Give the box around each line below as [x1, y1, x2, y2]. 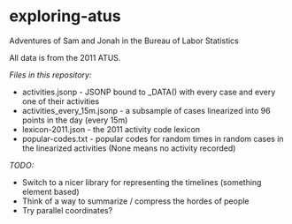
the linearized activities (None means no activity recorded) [21, 143, 236, 153]
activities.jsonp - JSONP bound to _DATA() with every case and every [21, 86, 276, 97]
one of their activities [21, 95, 100, 107]
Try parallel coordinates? [21, 205, 113, 215]
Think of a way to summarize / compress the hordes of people [21, 196, 250, 206]
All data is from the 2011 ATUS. [9, 52, 121, 63]
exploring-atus [9, 6, 121, 26]
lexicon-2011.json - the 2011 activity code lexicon [21, 123, 201, 134]
